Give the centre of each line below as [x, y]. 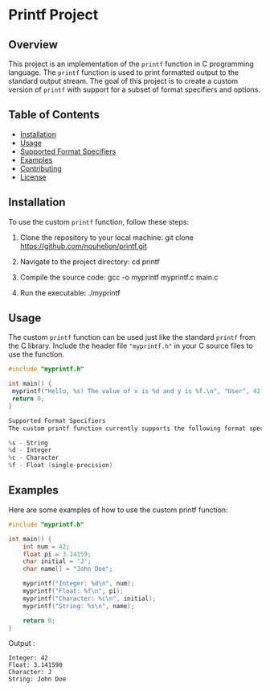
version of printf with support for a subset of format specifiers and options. [135, 89]
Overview [33, 45]
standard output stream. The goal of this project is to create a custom [123, 81]
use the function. [37, 354]
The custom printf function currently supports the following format [127, 428]
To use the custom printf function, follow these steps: [98, 221]
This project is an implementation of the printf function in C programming [131, 64]
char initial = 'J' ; [57, 561]
